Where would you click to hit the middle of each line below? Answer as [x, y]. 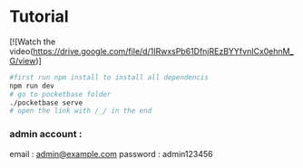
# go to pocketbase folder [60, 94]
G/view [23, 61]
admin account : [46, 135]
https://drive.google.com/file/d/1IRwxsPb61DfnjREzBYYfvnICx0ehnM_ [163, 51]
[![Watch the [33, 42]
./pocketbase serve [46, 103]
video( [21, 51]
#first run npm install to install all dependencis [109, 77]
